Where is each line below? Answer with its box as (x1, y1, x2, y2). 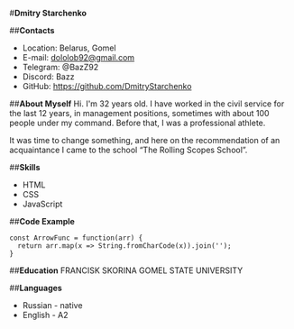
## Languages (9, 283, 63, 293)
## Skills (9, 162, 41, 172)
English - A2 (22, 310, 69, 320)
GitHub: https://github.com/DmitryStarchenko (22, 81, 192, 91)
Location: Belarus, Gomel (22, 42, 116, 53)
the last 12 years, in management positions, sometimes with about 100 (9, 108, 270, 118)
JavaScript (22, 198, 63, 209)
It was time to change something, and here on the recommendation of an (9, 135, 280, 145)
